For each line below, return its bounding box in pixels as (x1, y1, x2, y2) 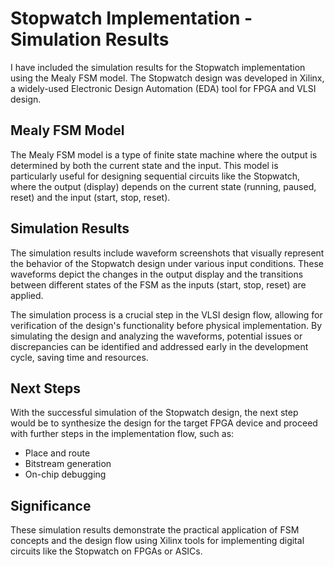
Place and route (24, 447, 91, 459)
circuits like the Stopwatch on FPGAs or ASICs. (10, 545, 203, 557)
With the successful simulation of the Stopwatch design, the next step (10, 407, 299, 419)
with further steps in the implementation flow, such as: (10, 428, 235, 440)
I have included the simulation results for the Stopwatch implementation (10, 61, 306, 73)
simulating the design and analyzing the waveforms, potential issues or (10, 330, 303, 342)
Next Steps (10, 380, 81, 397)
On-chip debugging (24, 468, 107, 481)
